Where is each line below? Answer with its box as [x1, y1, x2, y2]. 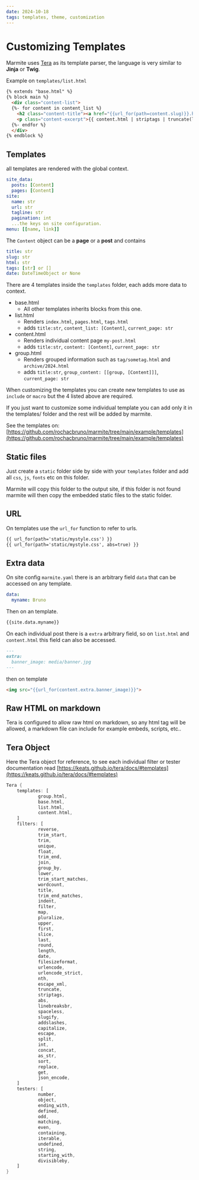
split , [37, 1036, 54, 1042]
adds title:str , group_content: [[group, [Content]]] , [23, 369, 159, 376]
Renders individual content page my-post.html [23, 337, 136, 344]
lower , [37, 871, 54, 877]
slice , [37, 931, 54, 937]
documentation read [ [6, 764, 59, 772]
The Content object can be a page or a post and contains [6, 237, 146, 244]
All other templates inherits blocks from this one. [23, 305, 142, 312]
